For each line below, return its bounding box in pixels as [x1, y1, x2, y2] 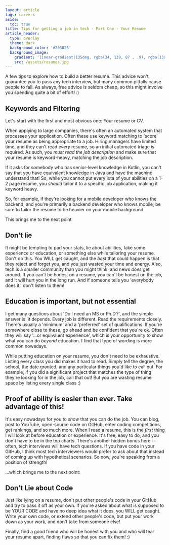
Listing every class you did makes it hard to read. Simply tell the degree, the [5, 358, 163, 364]
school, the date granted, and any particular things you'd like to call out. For [5, 364, 163, 370]
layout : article [5, 7, 39, 13]
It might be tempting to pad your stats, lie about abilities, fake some [5, 244, 146, 250]
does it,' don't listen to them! [5, 282, 65, 288]
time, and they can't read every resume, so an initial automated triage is [5, 144, 155, 150]
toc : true [10, 21, 30, 27]
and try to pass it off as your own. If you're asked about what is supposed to [5, 502, 164, 508]
